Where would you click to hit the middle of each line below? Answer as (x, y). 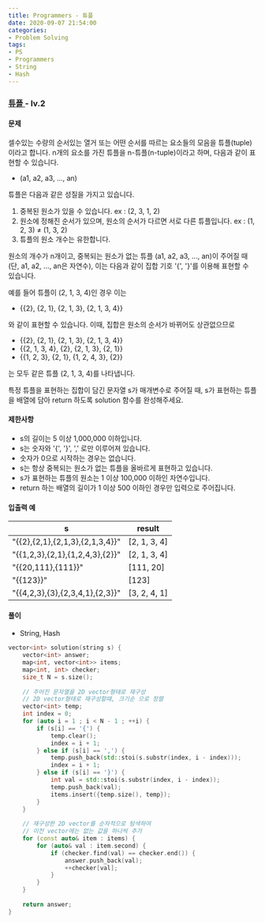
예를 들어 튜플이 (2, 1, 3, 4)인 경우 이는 (67, 292)
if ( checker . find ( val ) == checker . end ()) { (123, 853)
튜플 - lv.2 (27, 103)
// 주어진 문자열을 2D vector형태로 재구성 (84, 692)
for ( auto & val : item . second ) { (91, 846)
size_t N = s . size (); (58, 677)
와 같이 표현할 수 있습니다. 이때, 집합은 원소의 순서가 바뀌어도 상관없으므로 (121, 324)
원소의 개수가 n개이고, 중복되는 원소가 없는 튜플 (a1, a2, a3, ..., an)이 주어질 (124, 256)
